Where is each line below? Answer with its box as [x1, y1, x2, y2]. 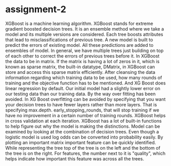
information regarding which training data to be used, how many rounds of [5, 74, 162, 80]
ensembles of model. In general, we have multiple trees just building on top [5, 47, 164, 53]
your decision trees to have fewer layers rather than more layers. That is [5, 101, 157, 107]
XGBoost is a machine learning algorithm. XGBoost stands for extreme [5, 20, 154, 26]
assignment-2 [5, 4, 67, 15]
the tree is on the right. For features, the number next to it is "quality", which [5, 150, 165, 156]
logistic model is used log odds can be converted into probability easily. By [5, 134, 163, 140]
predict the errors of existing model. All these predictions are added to [5, 42, 154, 48]
